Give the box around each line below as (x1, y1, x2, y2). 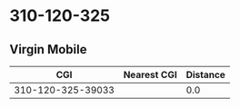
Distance (185, 69, 225, 81)
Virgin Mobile (9, 42, 87, 57)
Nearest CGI (123, 69, 177, 81)
